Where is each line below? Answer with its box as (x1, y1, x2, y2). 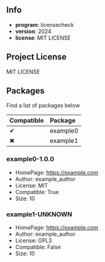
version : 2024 (15, 27, 52, 35)
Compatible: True (15, 188, 59, 195)
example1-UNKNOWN (6, 210, 73, 219)
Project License (6, 52, 67, 62)
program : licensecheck (15, 21, 74, 28)
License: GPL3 (15, 237, 52, 244)
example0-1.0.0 (6, 155, 55, 164)
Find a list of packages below (6, 102, 81, 109)
